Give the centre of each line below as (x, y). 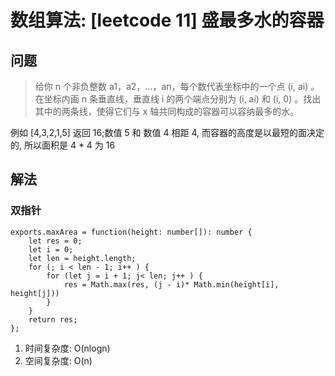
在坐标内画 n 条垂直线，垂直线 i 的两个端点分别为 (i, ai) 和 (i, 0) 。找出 (178, 99)
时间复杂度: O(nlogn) (67, 348)
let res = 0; (55, 241)
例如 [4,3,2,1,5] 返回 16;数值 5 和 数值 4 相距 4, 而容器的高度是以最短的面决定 (167, 132)
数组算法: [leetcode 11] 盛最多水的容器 (167, 20)
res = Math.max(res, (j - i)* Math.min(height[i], (171, 284)
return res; (53, 319)
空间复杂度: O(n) (58, 360)
